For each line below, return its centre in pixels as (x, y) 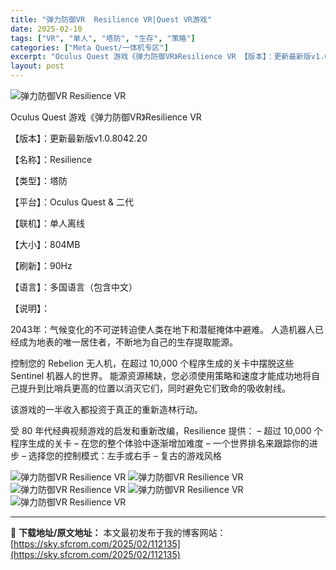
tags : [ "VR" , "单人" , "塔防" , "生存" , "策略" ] (103, 38)
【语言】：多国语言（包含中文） (74, 287)
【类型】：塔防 (39, 180)
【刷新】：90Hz (41, 265)
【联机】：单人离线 (47, 223)
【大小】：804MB (45, 244)
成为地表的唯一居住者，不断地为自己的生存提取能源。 (128, 342)
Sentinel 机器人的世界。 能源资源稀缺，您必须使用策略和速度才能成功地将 (161, 375)
